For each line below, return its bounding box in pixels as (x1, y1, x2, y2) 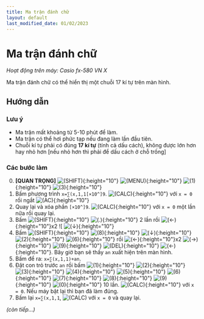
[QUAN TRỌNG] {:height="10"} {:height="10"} (15, 177, 183, 185)
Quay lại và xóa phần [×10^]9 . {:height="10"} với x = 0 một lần (15, 203, 196, 211)
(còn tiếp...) (6, 306, 35, 313)
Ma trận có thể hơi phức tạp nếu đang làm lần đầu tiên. (15, 135, 153, 142)
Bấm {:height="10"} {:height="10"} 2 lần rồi (15, 216, 160, 224)
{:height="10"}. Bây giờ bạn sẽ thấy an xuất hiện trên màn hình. (15, 249, 173, 256)
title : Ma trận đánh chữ (6, 9, 69, 15)
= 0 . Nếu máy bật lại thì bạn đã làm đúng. (15, 288, 119, 295)
